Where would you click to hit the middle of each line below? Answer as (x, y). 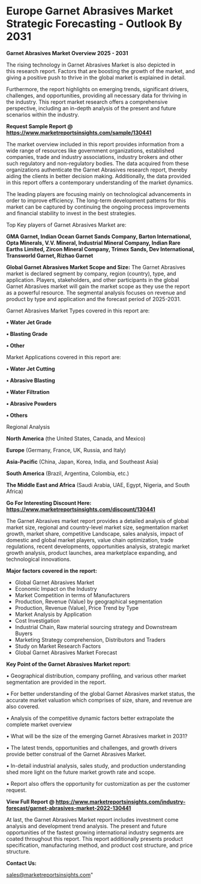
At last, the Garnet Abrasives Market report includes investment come (92, 819)
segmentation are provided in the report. (56, 682)
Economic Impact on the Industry (56, 588)
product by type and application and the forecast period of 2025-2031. (94, 299)
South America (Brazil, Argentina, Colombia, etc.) (68, 473)
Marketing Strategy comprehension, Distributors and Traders (90, 639)
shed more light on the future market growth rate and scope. (81, 772)
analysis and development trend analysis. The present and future (86, 826)
